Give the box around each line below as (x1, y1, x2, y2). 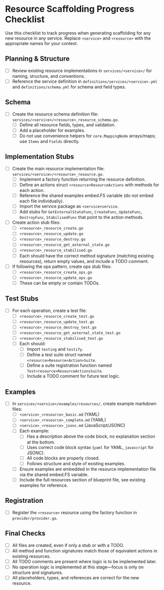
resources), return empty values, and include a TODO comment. (19, 258, 149, 264)
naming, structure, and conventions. (12, 73, 86, 79)
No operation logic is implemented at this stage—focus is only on (12, 564, 144, 570)
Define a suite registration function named (26, 362, 112, 368)
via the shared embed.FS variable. (19, 472, 89, 477)
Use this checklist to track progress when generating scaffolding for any (5, 30, 151, 36)
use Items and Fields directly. (19, 138, 80, 144)
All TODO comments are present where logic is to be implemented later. (12, 558, 157, 564)
